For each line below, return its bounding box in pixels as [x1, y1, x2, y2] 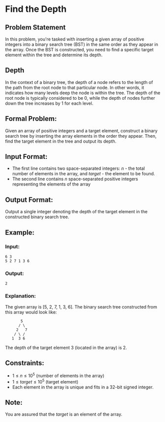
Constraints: [5, 359, 44, 367]
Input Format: [5, 153, 48, 161]
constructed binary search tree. [5, 214, 69, 220]
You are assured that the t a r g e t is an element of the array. [5, 411, 122, 418]
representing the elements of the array [12, 181, 91, 187]
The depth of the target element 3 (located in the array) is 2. [5, 345, 127, 350]
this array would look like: [5, 309, 57, 315]
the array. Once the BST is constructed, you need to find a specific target [5, 47, 154, 52]
